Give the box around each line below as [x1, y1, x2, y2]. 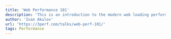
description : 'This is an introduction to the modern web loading [5, 12, 149, 17]
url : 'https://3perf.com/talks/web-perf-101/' [5, 21, 106, 27]
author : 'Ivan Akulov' [5, 17, 53, 22]
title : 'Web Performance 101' [5, 7, 70, 13]
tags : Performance [5, 26, 44, 31]
